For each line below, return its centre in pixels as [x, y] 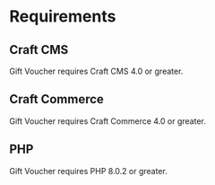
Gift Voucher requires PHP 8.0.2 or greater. [88, 171]
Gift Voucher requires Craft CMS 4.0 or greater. [96, 71]
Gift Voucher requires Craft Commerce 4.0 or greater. [107, 121]
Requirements [63, 17]
